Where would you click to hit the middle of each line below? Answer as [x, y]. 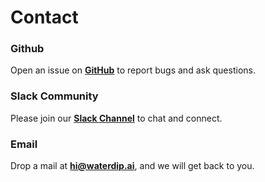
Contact [44, 17]
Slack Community [54, 96]
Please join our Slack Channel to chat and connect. [116, 118]
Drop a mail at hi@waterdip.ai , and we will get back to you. [132, 166]
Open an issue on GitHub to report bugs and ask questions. [133, 70]
